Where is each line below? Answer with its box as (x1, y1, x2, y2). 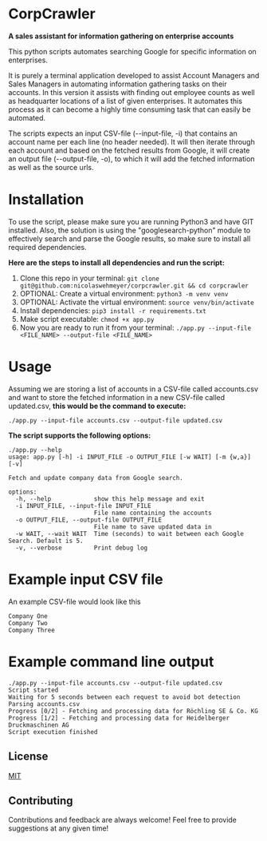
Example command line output (8, 653, 214, 671)
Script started (8, 686, 59, 694)
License (8, 750, 49, 764)
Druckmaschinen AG (8, 720, 69, 729)
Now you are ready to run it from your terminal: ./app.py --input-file (19, 323, 252, 332)
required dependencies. (8, 242, 87, 252)
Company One (8, 612, 48, 620)
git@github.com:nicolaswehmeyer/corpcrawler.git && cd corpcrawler (19, 281, 249, 290)
